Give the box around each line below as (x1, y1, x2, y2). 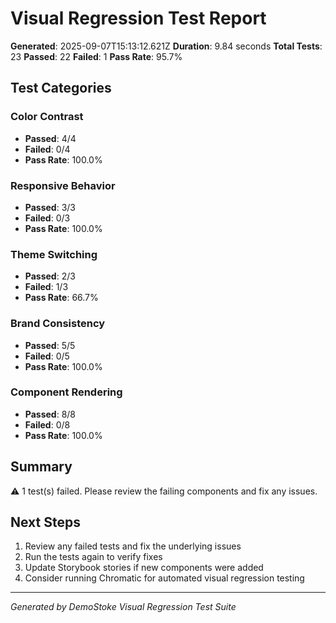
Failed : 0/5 (24, 350, 70, 362)
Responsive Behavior (10, 178, 116, 192)
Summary (10, 458, 73, 476)
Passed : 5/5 (24, 339, 76, 351)
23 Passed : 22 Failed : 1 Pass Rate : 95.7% (10, 50, 183, 62)
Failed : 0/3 (24, 212, 71, 224)
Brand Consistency (10, 317, 106, 331)
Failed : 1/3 (24, 281, 69, 293)
